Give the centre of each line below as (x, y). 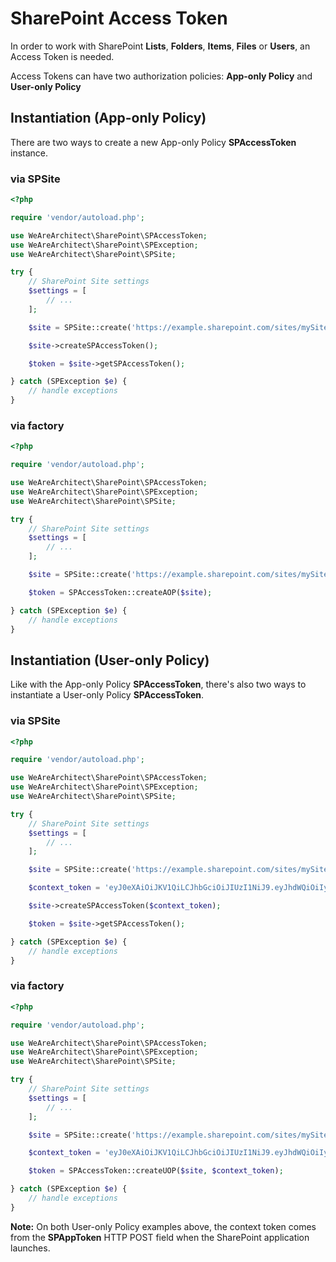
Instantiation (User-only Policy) (110, 660)
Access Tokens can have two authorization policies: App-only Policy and (161, 76)
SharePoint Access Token (119, 18)
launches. (30, 1248)
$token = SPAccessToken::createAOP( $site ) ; (120, 592)
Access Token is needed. (62, 56)
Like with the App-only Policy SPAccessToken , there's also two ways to (158, 684)
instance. (29, 153)
